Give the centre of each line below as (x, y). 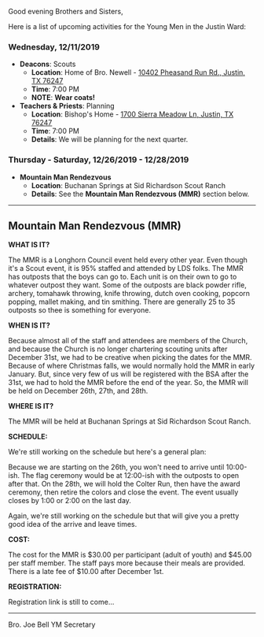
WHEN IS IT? (29, 325)
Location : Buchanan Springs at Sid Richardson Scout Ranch (128, 185)
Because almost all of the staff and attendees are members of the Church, (128, 341)
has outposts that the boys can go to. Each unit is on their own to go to (123, 277)
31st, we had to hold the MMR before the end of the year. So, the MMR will (128, 383)
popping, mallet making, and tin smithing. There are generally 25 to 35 (122, 302)
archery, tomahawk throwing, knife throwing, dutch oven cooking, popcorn (129, 294)
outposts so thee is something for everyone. (80, 310)
